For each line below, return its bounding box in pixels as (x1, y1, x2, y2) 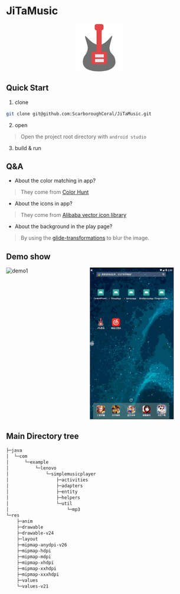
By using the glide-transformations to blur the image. (20, 235, 149, 242)
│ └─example (6, 459, 49, 465)
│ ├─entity (6, 489, 78, 495)
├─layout (17, 536, 38, 542)
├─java (6, 447, 22, 453)
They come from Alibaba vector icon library (20, 212, 127, 219)
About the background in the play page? (14, 223, 113, 230)
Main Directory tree (6, 431, 79, 441)
